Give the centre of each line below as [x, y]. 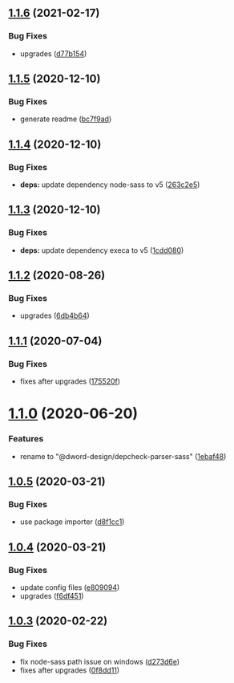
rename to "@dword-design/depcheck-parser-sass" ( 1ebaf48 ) [123, 456]
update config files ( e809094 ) [70, 587]
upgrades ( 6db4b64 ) [54, 315]
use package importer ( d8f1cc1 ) [72, 522]
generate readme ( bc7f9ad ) [66, 119]
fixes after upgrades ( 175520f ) [70, 381]
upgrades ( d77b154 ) [53, 53]
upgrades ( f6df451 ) [52, 596]
